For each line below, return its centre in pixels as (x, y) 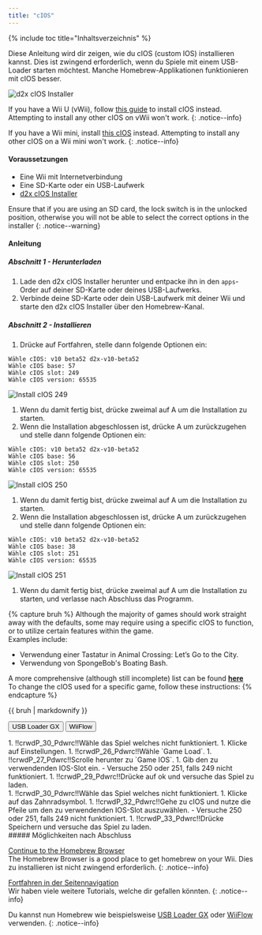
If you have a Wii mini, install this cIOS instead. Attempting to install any (124, 133)
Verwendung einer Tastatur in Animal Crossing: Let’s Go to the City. (129, 655)
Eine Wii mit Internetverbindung (71, 176)
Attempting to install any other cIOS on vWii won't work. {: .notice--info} (125, 117)
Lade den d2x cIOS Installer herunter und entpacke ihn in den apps (127, 282)
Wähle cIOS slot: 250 (44, 464)
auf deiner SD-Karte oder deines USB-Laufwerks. (121, 290)
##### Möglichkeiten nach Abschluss (70, 835)
